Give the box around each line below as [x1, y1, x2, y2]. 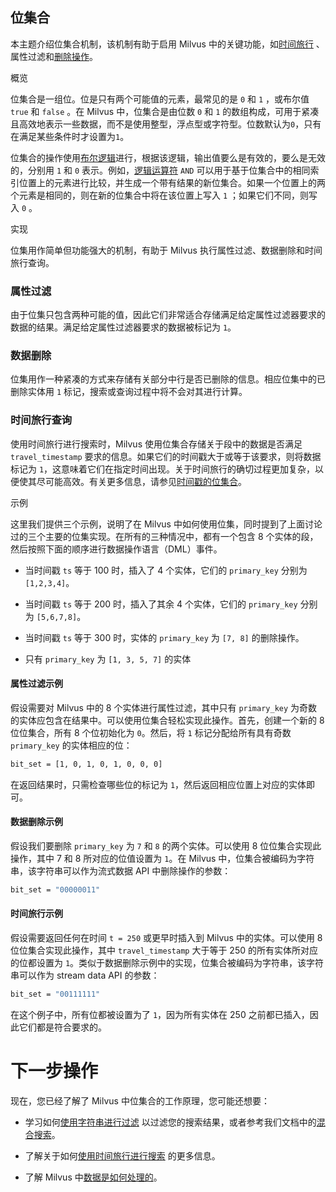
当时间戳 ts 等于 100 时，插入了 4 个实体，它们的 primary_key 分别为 [24, 564, 308, 576]
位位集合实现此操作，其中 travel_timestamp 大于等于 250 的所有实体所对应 [10, 944, 318, 957]
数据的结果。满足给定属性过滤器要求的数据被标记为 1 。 [10, 321, 237, 333]
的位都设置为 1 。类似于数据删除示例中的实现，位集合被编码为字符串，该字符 [10, 957, 325, 969]
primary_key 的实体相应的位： [10, 739, 133, 751]
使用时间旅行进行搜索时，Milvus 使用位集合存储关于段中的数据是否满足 [10, 438, 303, 450]
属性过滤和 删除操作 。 [10, 50, 98, 62]
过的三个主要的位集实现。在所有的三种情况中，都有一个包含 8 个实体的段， [10, 530, 319, 542]
